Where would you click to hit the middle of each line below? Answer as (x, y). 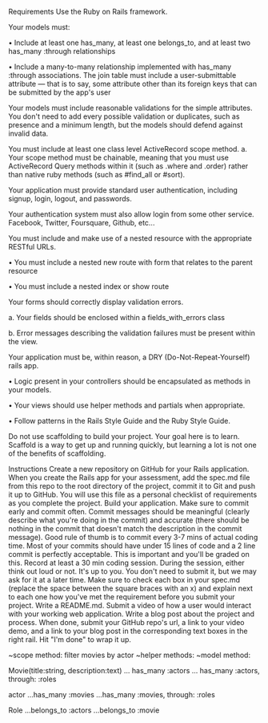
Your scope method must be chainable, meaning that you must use (119, 157)
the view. (23, 341)
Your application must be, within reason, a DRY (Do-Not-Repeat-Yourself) (129, 357)
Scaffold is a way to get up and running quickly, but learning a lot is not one (133, 445)
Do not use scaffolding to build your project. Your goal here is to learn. (124, 436)
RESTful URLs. (32, 247)
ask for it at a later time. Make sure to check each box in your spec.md (124, 580)
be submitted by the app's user (60, 92)
